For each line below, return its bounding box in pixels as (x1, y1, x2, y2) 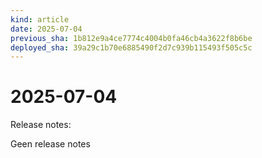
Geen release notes (10, 138, 91, 150)
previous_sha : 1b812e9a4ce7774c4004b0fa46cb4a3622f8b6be (10, 33, 253, 43)
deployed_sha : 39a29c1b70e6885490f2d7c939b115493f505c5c (10, 42, 253, 53)
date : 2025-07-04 (10, 24, 83, 34)
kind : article (10, 14, 70, 25)
